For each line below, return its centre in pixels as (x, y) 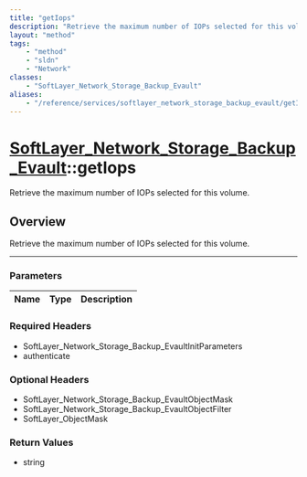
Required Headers (50, 326)
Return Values (42, 442)
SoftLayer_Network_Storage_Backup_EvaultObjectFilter (127, 409)
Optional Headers (49, 379)
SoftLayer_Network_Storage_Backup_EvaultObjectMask (128, 399)
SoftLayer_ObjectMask (65, 419)
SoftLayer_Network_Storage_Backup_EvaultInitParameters (132, 346)
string (34, 462)
